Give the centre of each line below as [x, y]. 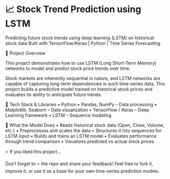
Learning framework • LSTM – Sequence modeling [58, 115]
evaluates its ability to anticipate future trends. [54, 94]
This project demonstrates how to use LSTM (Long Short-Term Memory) [81, 63]
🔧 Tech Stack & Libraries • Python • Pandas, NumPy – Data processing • [81, 104]
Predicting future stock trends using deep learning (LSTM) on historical [80, 38]
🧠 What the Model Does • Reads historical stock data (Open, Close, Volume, [85, 125]
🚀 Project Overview [25, 53]
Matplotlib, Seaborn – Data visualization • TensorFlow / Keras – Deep [77, 110]
